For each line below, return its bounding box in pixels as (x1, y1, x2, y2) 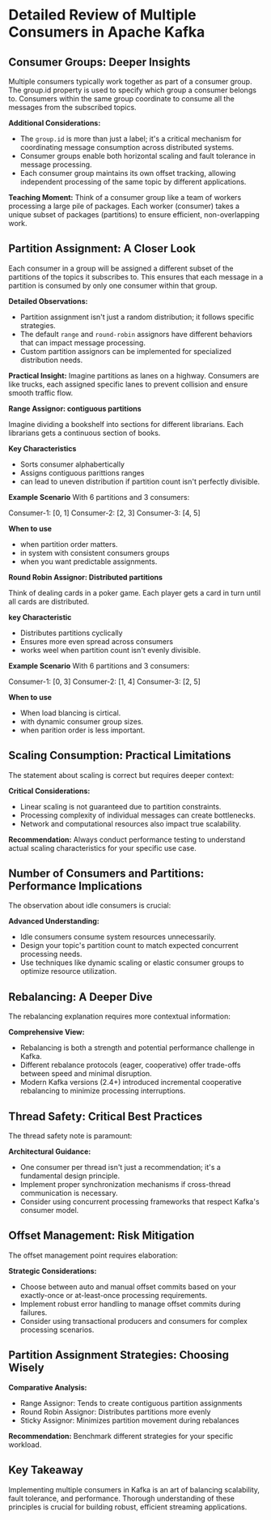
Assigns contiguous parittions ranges (19, 468, 145, 477)
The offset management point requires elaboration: (8, 1250, 178, 1260)
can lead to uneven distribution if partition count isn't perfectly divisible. (19, 476, 260, 486)
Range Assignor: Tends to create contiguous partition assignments (19, 1398, 243, 1407)
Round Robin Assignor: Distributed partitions (8, 572, 163, 582)
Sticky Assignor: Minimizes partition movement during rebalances (19, 1415, 240, 1425)
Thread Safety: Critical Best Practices (8, 1109, 203, 1123)
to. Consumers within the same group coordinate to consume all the (8, 94, 235, 103)
